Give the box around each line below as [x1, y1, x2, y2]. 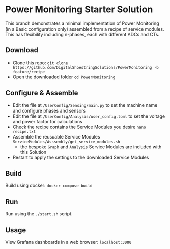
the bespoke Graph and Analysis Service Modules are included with [20, 144, 162, 150]
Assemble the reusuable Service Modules [12, 133, 100, 140]
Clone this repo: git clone [12, 60, 68, 66]
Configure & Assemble [5, 89, 78, 97]
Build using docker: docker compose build [5, 182, 93, 189]
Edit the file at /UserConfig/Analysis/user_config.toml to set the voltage [12, 113, 165, 119]
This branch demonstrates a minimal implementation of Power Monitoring [5, 20, 159, 26]
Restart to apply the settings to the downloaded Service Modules [12, 154, 149, 160]
